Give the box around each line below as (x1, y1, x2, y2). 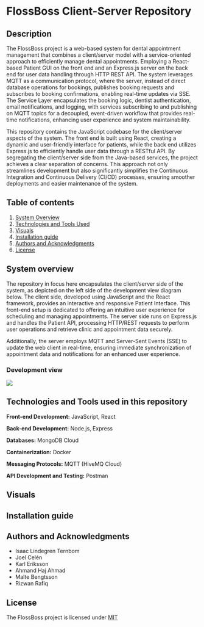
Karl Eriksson (15, 560, 49, 568)
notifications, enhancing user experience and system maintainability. (18, 116, 191, 123)
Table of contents (6, 197, 74, 208)
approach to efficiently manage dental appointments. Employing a (6, 58, 172, 65)
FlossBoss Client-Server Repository (6, 4, 192, 18)
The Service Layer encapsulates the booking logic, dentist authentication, (6, 96, 191, 104)
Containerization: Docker (6, 448, 71, 455)
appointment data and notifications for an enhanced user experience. (6, 350, 181, 358)
